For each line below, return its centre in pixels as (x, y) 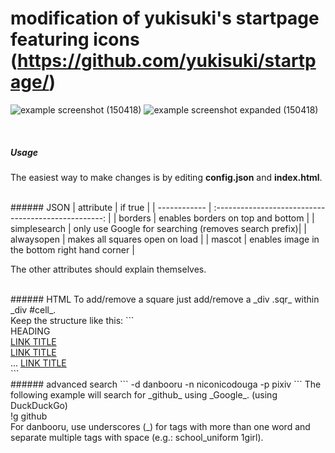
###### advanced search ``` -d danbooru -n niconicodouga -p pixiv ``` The (166, 384)
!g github (29, 416)
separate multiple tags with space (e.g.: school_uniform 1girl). (137, 437)
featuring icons (75, 39)
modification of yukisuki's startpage (165, 18)
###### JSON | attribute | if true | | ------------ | (111, 207)
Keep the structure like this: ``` (72, 320)
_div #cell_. (33, 309)
